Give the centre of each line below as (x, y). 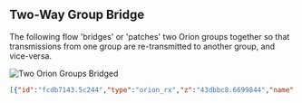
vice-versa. (31, 56)
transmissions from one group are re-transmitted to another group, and (142, 46)
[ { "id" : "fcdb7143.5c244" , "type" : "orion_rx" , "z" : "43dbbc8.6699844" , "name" (152, 89)
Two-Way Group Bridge (77, 15)
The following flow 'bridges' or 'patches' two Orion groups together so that (150, 36)
